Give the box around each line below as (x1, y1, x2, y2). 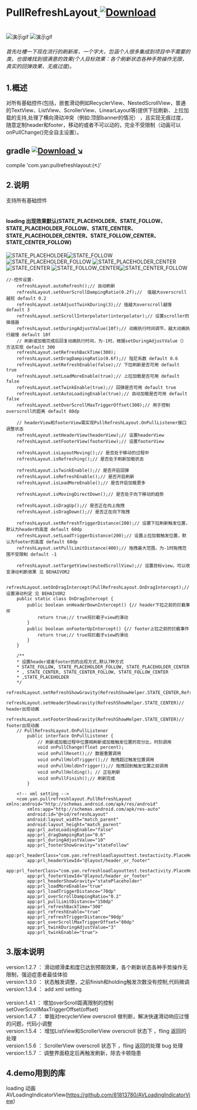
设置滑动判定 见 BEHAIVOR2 (6, 590, 65, 597)
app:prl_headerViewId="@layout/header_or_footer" (27, 857, 150, 864)
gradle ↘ (6, 146, 84, 156)
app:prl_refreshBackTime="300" (27, 903, 103, 909)
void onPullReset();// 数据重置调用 (37, 750, 122, 756)
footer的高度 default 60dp (14, 539, 78, 545)
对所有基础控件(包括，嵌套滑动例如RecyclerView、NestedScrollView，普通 (6, 100, 186, 106)
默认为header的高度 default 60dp (6, 526, 82, 532)
